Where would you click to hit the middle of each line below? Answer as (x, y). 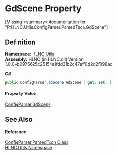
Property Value (21, 93)
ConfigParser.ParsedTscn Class (37, 142)
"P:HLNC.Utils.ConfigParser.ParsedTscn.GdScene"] (57, 27)
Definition (20, 42)
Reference (16, 132)
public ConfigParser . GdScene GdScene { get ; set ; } (58, 82)
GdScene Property (43, 8)
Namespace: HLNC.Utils (30, 54)
